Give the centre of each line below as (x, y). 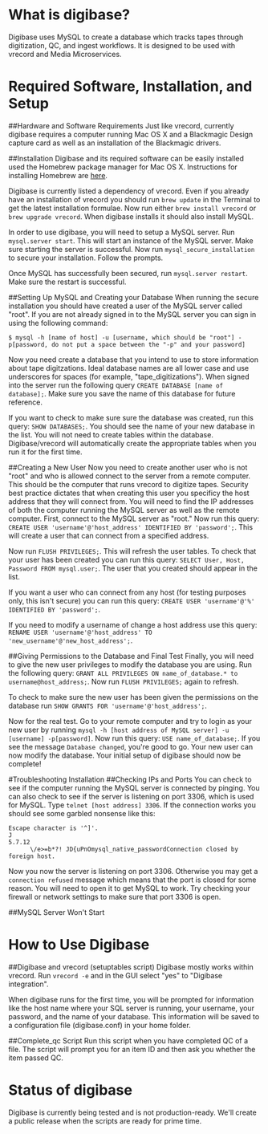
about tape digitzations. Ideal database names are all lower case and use (129, 368)
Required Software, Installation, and (130, 87)
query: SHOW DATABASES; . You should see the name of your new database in (132, 426)
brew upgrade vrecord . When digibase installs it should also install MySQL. (131, 216)
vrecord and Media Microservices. (65, 54)
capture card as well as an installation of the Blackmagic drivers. (115, 143)
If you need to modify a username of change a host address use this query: (133, 624)
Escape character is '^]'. (53, 828)
